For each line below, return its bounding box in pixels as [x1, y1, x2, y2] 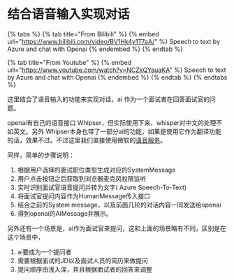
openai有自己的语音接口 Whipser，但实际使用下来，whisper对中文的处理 [7, 118, 217, 126]
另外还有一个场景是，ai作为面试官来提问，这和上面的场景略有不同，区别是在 [7, 224, 227, 233]
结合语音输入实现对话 [7, 6, 131, 22]
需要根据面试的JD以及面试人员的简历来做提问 [17, 256, 148, 265]
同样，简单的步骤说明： [7, 151, 75, 159]
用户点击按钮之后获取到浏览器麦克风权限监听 [17, 174, 147, 182]
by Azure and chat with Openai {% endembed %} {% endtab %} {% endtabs [7, 73, 228, 81]
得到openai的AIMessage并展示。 [17, 209, 113, 217]
